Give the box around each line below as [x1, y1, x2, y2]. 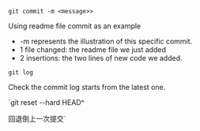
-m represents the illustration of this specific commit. [19, 36, 193, 46]
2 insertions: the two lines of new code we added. [19, 54, 183, 62]
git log [8, 69, 34, 77]
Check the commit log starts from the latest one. [8, 83, 166, 92]
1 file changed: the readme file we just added [19, 45, 166, 54]
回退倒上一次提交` [8, 114, 66, 123]
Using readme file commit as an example [8, 21, 142, 31]
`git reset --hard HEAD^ [8, 98, 85, 107]
